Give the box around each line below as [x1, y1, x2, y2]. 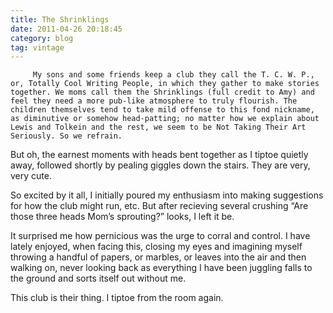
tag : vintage [10, 42, 65, 53]
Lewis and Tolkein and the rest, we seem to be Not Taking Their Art [10, 122, 307, 133]
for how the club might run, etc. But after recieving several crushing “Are [10, 200, 309, 212]
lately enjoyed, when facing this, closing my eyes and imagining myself [10, 241, 303, 253]
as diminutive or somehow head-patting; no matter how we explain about [10, 114, 320, 124]
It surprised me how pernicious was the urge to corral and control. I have [10, 230, 311, 242]
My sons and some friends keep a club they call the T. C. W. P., [32, 70, 315, 80]
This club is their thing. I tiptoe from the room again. [10, 292, 224, 304]
